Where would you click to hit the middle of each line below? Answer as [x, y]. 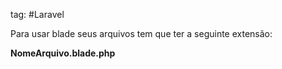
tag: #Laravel [37, 14]
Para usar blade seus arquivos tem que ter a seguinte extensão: [141, 33]
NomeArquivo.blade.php [63, 53]
